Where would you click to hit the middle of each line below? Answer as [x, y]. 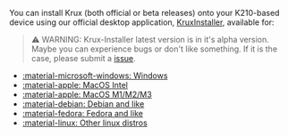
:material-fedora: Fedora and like [82, 113]
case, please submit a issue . [83, 58]
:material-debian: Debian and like [83, 104]
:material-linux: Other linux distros [85, 123]
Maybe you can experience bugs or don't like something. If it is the [154, 49]
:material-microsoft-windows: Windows [95, 76]
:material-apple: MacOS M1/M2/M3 [87, 94]
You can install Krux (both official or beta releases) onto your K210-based [144, 13]
